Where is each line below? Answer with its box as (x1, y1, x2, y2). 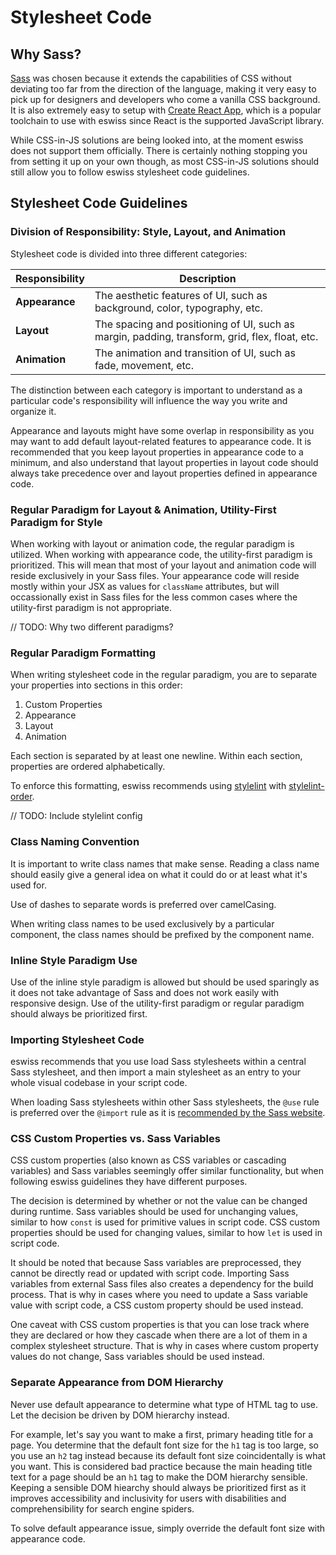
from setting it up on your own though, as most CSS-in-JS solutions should (10, 156, 320, 167)
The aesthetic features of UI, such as (94, 288, 268, 302)
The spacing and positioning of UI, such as (94, 317, 295, 331)
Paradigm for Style (10, 515, 103, 529)
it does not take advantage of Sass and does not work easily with (10, 986, 280, 998)
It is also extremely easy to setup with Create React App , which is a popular (10, 104, 322, 116)
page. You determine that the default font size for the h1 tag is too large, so (10, 1439, 320, 1451)
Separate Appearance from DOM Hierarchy (10, 1376, 224, 1390)
